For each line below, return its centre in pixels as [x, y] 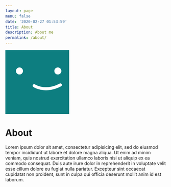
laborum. [15, 179]
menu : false [18, 16]
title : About [19, 27]
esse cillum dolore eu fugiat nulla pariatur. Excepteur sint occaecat [75, 169]
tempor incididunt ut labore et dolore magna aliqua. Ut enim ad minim [78, 152]
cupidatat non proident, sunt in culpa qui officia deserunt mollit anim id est [83, 174]
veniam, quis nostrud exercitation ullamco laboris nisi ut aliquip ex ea [78, 158]
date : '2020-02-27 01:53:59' [36, 21]
